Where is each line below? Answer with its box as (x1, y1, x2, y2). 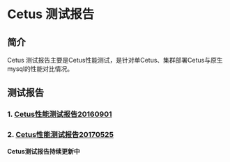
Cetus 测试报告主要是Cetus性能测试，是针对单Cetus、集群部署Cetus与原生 (7, 56, 223, 64)
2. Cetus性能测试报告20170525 (7, 130, 114, 140)
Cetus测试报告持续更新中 (7, 147, 80, 155)
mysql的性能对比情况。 (7, 65, 74, 73)
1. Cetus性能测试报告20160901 (7, 109, 112, 119)
